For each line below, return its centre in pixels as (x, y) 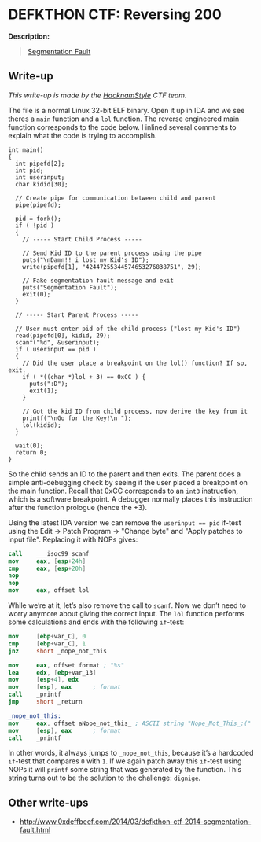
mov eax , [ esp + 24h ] (47, 561)
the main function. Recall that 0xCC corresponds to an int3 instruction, (123, 491)
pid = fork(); (38, 219)
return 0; (31, 452)
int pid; (29, 171)
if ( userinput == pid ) (56, 349)
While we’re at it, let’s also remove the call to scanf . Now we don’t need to (127, 605)
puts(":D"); (48, 384)
